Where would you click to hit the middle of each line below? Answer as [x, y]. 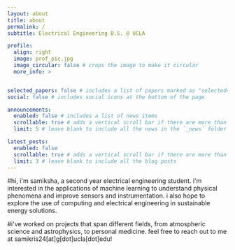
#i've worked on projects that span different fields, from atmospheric [107, 224]
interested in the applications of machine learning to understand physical [113, 189]
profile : [20, 46]
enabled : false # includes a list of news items [86, 116]
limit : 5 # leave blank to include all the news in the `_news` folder [120, 129]
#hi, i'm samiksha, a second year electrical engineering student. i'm [105, 181]
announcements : [29, 110]
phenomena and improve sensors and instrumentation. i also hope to [106, 196]
